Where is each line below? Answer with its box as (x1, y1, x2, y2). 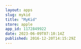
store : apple (5, 21, 33, 27)
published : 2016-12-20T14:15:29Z (5, 36, 76, 41)
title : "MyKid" (5, 17, 37, 22)
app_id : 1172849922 (5, 27, 47, 32)
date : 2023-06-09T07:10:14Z (5, 31, 65, 36)
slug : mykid (5, 12, 30, 17)
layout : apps (5, 7, 33, 13)
